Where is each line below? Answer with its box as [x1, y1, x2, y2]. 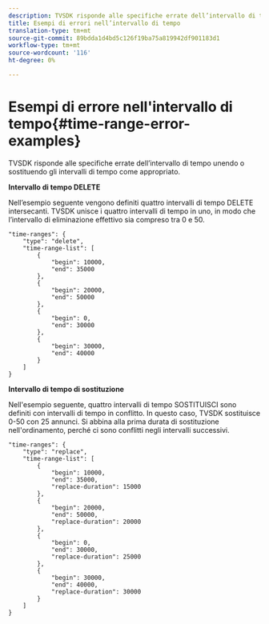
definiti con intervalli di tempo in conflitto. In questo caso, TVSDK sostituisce [8, 408, 261, 418]
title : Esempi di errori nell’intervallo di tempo [8, 19, 181, 27]
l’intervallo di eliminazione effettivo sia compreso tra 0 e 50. [8, 214, 206, 224]
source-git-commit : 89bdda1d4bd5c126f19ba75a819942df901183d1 [8, 34, 220, 42]
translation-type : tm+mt [8, 26, 91, 34]
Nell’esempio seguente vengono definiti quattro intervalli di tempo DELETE [8, 198, 254, 207]
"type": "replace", [22, 447, 88, 456]
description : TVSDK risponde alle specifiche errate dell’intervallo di [8, 11, 256, 20]
